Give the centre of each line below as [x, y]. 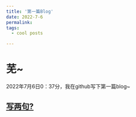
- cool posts [27, 33]
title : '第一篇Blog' [30, 11]
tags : [13, 28]
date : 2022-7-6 [25, 17]
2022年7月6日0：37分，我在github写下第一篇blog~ [68, 87]
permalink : [19, 22]
